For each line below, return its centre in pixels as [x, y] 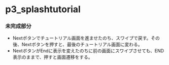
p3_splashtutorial [43, 9]
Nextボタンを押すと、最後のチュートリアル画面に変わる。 [82, 45]
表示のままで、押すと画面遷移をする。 [53, 57]
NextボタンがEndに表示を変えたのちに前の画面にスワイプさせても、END [88, 51]
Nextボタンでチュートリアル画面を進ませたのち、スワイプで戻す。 [82, 38]
